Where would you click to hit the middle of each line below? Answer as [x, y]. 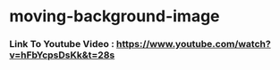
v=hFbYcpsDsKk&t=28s [62, 55]
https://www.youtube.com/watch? [193, 44]
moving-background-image [115, 16]
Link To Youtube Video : [62, 44]
